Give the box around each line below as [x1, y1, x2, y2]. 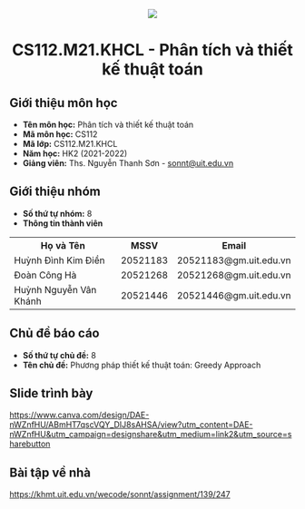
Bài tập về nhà [9, 465, 91, 480]
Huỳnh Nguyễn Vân [14, 283, 97, 296]
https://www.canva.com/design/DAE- [9, 409, 150, 421]
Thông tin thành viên [22, 218, 103, 229]
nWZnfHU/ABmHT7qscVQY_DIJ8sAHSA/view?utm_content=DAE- [9, 419, 253, 430]
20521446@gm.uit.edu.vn [176, 289, 291, 301]
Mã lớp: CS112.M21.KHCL [22, 139, 118, 149]
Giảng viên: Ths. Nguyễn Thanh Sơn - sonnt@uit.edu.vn [22, 158, 234, 168]
